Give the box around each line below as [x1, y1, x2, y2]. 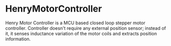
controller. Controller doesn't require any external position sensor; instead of [5, 25, 166, 31]
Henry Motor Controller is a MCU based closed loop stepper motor [5, 20, 145, 26]
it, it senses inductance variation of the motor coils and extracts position [5, 30, 157, 36]
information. [5, 36, 31, 42]
